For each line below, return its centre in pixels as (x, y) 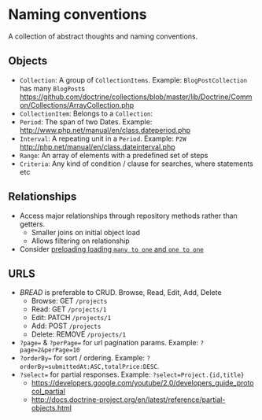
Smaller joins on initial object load (85, 232)
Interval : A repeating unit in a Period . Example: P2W (103, 138)
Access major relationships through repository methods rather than (128, 216)
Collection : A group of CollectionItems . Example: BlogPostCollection (133, 79)
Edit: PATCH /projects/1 (71, 318)
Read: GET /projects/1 (69, 309)
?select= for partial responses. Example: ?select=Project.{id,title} (132, 374)
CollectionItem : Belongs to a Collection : (86, 113)
